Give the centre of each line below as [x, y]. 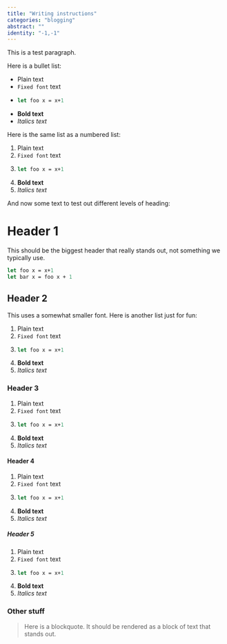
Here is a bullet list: [34, 66]
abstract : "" [26, 26]
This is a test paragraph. [42, 53]
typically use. [26, 257]
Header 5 [21, 534]
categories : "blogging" [41, 20]
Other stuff [26, 611]
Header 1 [33, 231]
